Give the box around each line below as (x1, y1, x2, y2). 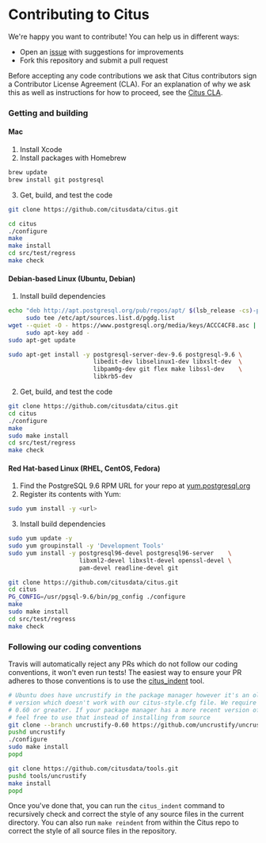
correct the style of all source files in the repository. (8, 826, 177, 836)
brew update (8, 169, 47, 177)
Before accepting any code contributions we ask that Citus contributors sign (8, 71, 257, 80)
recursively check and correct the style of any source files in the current (8, 810, 244, 819)
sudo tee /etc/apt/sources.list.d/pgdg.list (25, 315, 176, 322)
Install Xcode (19, 145, 63, 154)
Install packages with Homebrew (19, 153, 127, 163)
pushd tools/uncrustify (8, 772, 87, 780)
